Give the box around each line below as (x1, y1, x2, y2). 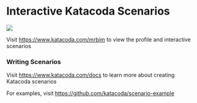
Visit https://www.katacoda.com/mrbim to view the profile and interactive (6, 35, 191, 43)
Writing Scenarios (6, 57, 61, 66)
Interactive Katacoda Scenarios (6, 4, 170, 18)
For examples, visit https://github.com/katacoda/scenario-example (6, 90, 174, 97)
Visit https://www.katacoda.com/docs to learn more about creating (6, 71, 175, 79)
